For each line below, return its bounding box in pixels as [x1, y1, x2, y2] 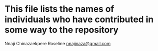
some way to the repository [4, 25, 119, 35]
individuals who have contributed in [4, 14, 154, 25]
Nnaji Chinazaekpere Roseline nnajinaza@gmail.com [4, 40, 111, 46]
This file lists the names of [4, 3, 114, 15]
